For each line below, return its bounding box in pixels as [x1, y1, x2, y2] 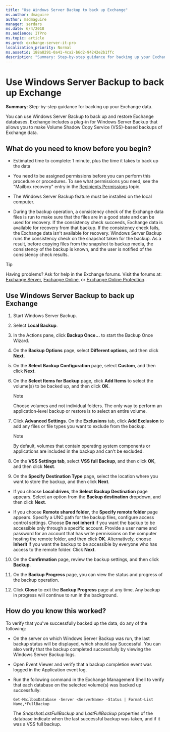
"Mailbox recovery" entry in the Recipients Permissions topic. [13, 184, 141, 190]
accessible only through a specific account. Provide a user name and [13, 525, 157, 531]
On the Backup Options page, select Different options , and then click [13, 347, 158, 353]
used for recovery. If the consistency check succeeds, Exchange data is [13, 220, 163, 226]
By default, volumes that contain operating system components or [13, 443, 151, 449]
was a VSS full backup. [13, 721, 62, 727]
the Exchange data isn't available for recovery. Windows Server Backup [13, 230, 162, 236]
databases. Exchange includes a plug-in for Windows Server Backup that [6, 119, 158, 125]
